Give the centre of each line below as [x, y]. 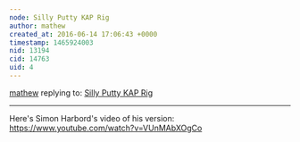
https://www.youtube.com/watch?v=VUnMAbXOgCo [106, 128]
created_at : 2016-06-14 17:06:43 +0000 [83, 34]
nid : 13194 [29, 51]
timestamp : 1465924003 [51, 42]
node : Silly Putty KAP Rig [59, 17]
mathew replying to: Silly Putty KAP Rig [81, 92]
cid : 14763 [29, 59]
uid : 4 [21, 68]
